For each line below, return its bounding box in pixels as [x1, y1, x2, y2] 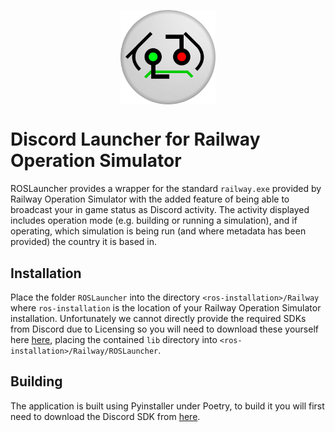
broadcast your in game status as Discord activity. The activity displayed [10, 204, 310, 216]
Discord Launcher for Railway [10, 128, 261, 151]
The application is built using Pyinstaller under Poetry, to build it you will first [10, 400, 325, 412]
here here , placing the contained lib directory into [10, 333, 218, 345]
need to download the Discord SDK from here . [10, 410, 201, 422]
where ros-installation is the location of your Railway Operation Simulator [10, 301, 322, 314]
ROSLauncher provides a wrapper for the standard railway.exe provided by [10, 183, 322, 195]
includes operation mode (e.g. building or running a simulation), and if [10, 215, 298, 227]
